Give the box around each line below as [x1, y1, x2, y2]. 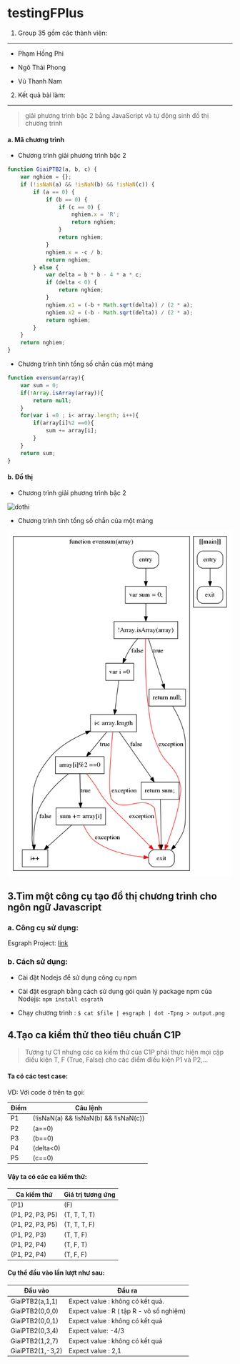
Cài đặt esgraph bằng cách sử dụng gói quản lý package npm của [17, 987, 212, 995]
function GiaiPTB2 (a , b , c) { [7, 166, 98, 173]
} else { [33, 264, 59, 271]
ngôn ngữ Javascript [7, 902, 102, 914]
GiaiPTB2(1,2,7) [10, 1336, 59, 1345]
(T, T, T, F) [64, 1220, 95, 1229]
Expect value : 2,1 [69, 1346, 121, 1355]
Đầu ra [116, 1286, 138, 1295]
